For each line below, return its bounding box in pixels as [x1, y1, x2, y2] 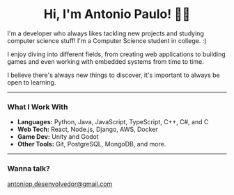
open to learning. [7, 78, 56, 86]
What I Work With [7, 102, 68, 112]
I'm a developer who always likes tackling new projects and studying [7, 29, 204, 37]
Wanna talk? [7, 164, 50, 173]
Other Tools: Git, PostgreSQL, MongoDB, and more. [17, 140, 166, 149]
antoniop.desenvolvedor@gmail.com [7, 180, 113, 188]
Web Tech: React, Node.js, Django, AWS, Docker [17, 125, 158, 134]
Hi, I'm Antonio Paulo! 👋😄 [43, 6, 191, 22]
